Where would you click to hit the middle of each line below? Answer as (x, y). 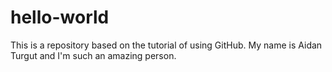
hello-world (60, 17)
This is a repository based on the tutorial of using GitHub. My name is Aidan (166, 45)
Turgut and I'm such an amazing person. (93, 55)
